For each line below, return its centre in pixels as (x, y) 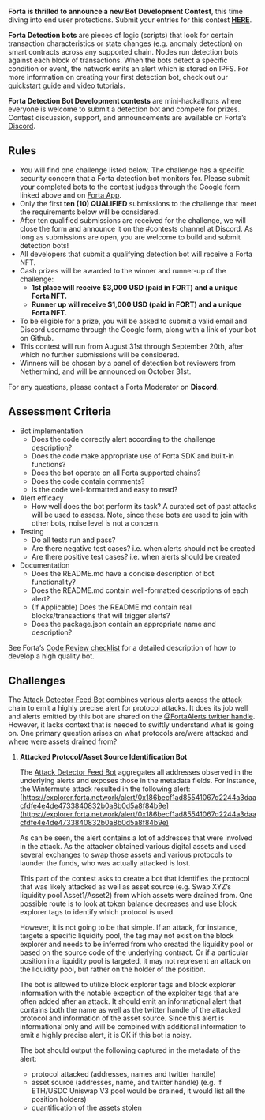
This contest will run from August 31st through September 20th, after (131, 346)
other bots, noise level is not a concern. (95, 523)
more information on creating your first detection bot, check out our (118, 77)
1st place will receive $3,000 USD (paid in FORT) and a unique (134, 287)
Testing (32, 531)
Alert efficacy (41, 498)
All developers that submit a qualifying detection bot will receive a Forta (136, 254)
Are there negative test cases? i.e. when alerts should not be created (143, 548)
